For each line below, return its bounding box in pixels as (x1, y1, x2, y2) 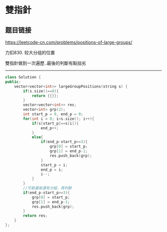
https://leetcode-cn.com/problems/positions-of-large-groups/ (5, 39, 133, 45)
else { (31, 135, 43, 140)
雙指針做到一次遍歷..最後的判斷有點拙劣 (5, 60, 86, 66)
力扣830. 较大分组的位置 (5, 50, 55, 55)
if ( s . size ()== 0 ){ (23, 88, 59, 93)
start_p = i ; (40, 162, 68, 167)
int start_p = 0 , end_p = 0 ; (23, 112, 83, 117)
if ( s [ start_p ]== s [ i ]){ (31, 121, 79, 126)
